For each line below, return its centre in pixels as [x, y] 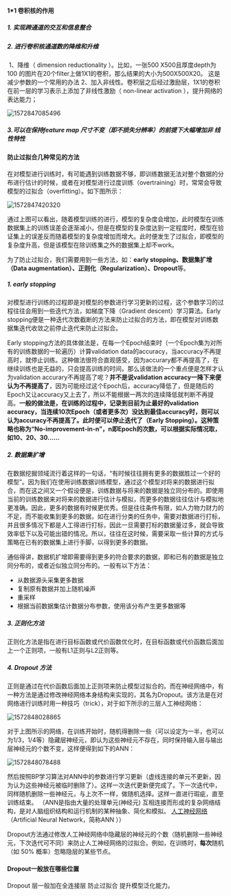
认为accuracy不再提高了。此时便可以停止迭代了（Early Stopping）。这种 [110, 420]
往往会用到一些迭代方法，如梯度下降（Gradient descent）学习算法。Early [117, 311]
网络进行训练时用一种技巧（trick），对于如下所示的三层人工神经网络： [106, 704]
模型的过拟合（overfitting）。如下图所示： [65, 191]
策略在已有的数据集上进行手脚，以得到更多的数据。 [79, 542]
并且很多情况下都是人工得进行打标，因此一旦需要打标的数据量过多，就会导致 [115, 525]
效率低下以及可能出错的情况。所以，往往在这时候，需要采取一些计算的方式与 [115, 533]
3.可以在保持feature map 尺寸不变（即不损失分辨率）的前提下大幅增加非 [110, 130]
